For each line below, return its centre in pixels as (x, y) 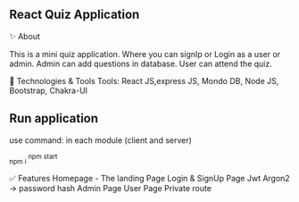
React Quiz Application (75, 15)
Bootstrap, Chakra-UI (48, 90)
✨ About (25, 36)
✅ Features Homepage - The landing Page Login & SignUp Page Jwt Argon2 (149, 179)
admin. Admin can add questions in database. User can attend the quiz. (141, 63)
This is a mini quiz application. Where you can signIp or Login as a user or (145, 54)
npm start (43, 156)
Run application (54, 118)
